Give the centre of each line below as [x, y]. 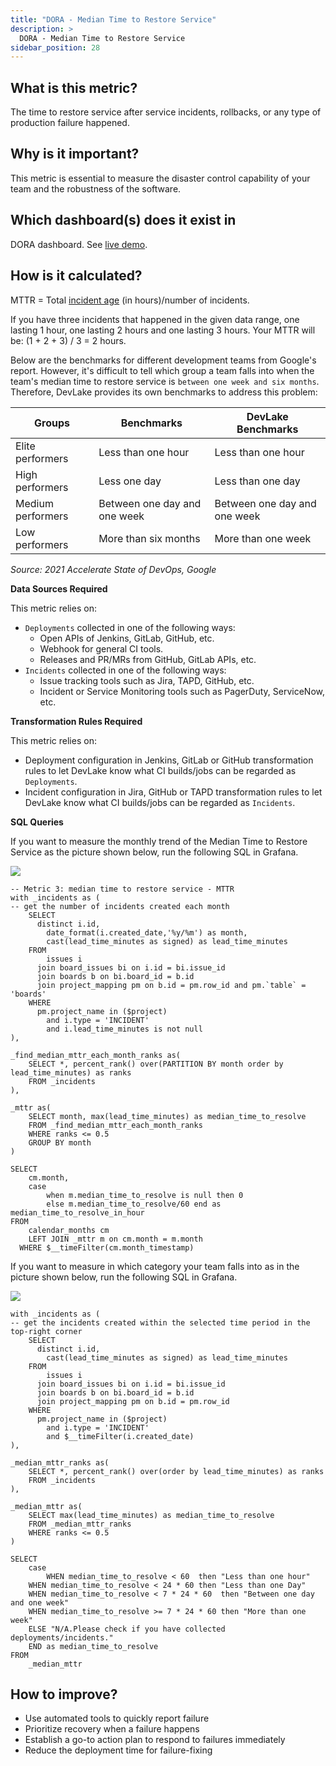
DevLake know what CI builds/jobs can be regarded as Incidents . [160, 802]
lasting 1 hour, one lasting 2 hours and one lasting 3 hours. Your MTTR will [163, 330]
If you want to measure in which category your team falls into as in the [155, 1266]
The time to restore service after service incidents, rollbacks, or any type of [166, 112]
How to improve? [64, 1694]
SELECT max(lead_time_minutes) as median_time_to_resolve [151, 1515]
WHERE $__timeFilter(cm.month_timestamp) [107, 1247]
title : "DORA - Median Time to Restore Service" [113, 19]
